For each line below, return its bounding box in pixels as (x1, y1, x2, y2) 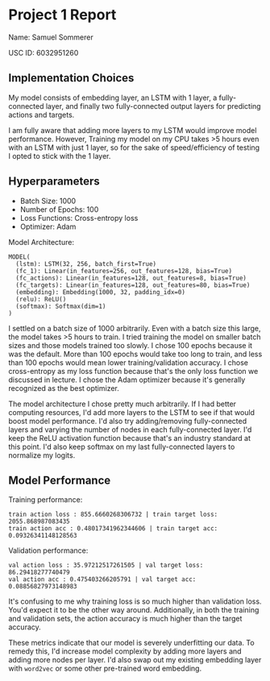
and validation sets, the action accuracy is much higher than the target (8, 614, 243, 624)
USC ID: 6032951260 (8, 48, 79, 57)
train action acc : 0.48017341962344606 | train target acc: (8, 525, 218, 533)
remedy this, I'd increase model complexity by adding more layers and (8, 646, 242, 656)
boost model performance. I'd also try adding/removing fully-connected (8, 416, 247, 426)
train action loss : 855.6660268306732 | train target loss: (8, 510, 218, 519)
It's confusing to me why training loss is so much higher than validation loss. (8, 596, 262, 606)
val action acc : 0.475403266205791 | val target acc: (8, 575, 197, 583)
